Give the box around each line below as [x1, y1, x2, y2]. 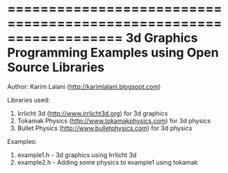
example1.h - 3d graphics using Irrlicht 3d [17, 150, 137, 159]
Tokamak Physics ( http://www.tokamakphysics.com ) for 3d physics [17, 116, 211, 125]
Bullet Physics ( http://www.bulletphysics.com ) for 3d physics [17, 124, 193, 132]
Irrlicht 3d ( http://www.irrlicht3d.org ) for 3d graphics [17, 109, 168, 118]
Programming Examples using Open [7, 45, 219, 61]
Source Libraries [7, 60, 105, 75]
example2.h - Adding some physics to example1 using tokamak [17, 158, 198, 166]
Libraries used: [7, 95, 50, 104]
